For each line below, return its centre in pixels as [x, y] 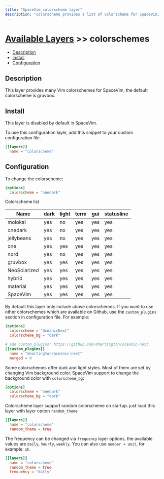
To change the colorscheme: [34, 179]
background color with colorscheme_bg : [45, 378]
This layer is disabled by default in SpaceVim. [51, 123]
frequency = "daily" [31, 472]
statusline [116, 214]
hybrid [15, 279]
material [17, 286]
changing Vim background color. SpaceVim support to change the [72, 373]
